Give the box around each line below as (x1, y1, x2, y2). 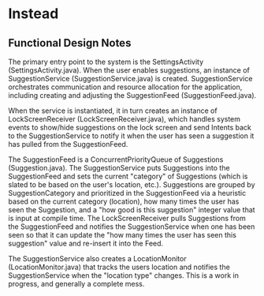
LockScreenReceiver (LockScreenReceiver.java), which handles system (8, 114, 241, 123)
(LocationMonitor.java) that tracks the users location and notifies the (8, 262, 230, 272)
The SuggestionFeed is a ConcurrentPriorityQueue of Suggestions (8, 155, 224, 164)
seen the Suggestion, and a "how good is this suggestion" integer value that (8, 205, 255, 214)
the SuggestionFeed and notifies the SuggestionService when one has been (8, 222, 255, 231)
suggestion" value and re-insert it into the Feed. (8, 238, 164, 248)
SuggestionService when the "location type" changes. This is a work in (8, 271, 239, 280)
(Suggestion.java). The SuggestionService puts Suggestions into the (8, 163, 230, 172)
